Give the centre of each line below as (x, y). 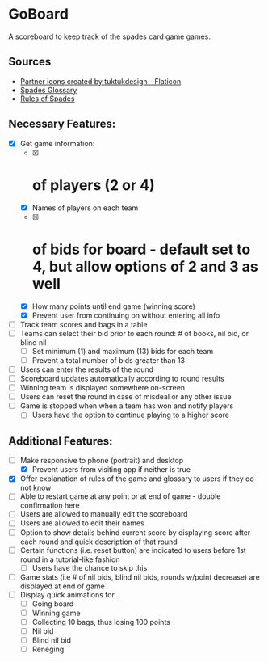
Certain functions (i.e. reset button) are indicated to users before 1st (133, 550)
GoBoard (38, 14)
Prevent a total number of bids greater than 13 (109, 360)
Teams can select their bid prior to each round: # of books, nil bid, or (134, 333)
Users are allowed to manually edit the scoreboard (104, 514)
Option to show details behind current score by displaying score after (135, 532)
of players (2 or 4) (93, 185)
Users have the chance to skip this (90, 567)
